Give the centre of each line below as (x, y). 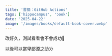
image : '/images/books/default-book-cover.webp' (56, 24)
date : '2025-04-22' (25, 19)
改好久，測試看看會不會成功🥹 (35, 38)
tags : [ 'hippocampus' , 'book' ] (38, 14)
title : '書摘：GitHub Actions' (37, 10)
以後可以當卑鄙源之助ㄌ (29, 49)
